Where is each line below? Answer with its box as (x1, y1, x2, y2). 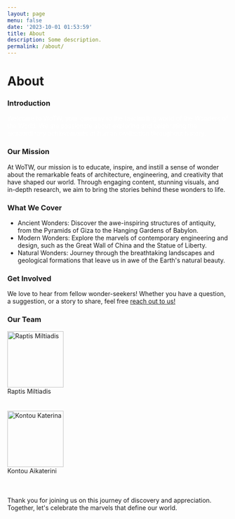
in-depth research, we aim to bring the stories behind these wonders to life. (7, 185, 226, 193)
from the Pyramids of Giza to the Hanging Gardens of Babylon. (17, 226, 199, 235)
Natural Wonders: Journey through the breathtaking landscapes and (17, 249, 215, 257)
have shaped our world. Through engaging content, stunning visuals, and (7, 177, 220, 186)
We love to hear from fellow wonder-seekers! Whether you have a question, (7, 290, 226, 298)
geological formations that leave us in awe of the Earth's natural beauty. (17, 256, 226, 264)
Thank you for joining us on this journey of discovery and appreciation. (7, 496, 212, 504)
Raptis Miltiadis (7, 387, 51, 395)
